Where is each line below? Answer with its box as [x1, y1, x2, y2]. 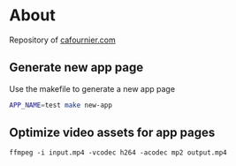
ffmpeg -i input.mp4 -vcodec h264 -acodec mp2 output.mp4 [9, 148, 227, 157]
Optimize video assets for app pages [9, 125, 216, 140]
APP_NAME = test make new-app [9, 101, 113, 109]
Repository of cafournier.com [9, 34, 117, 45]
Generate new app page [9, 60, 144, 75]
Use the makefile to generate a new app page [9, 83, 175, 94]
